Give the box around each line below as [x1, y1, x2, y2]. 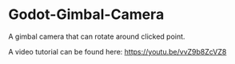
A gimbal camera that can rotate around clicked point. [8, 32, 185, 41]
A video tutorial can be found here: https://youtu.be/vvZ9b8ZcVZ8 [8, 47, 227, 56]
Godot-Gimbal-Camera [8, 6, 165, 24]
